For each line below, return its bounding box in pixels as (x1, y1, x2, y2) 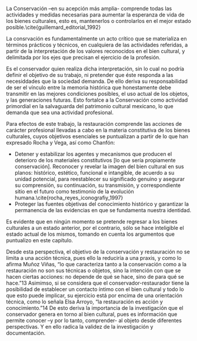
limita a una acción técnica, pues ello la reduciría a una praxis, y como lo (6, 255, 182, 261)
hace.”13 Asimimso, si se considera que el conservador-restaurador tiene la (6, 279, 189, 286)
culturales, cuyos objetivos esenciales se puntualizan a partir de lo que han (6, 133, 188, 140)
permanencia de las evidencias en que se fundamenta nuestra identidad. (14, 207, 192, 213)
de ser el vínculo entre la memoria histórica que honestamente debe (6, 84, 172, 91)
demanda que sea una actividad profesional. (6, 109, 113, 116)
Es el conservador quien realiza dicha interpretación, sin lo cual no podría (6, 65, 184, 72)
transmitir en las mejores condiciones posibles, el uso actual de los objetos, (6, 91, 189, 97)
